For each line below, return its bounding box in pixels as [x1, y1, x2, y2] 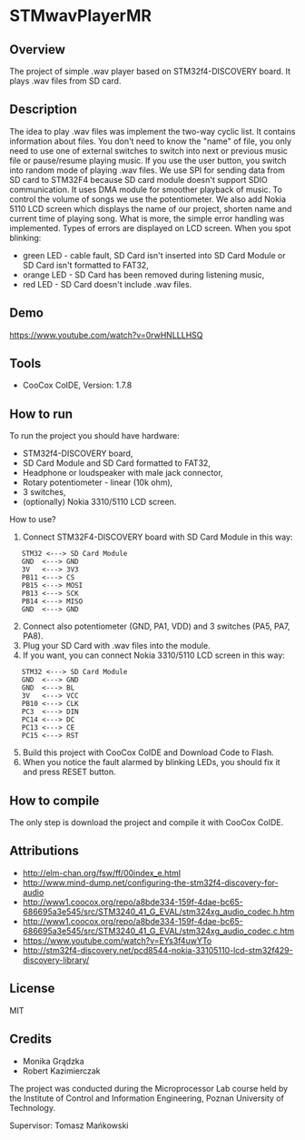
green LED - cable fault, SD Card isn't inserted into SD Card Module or [22, 249, 286, 260]
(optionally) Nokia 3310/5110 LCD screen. [22, 497, 177, 508]
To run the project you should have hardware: [9, 430, 180, 441]
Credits [9, 1032, 53, 1047]
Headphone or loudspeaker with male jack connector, [22, 468, 224, 479]
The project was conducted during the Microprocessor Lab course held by [9, 1083, 289, 1094]
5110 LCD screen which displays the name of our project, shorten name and [9, 203, 292, 214]
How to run [9, 406, 74, 421]
